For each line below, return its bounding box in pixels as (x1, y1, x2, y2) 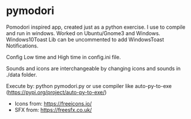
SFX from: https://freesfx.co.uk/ (14, 106, 92, 113)
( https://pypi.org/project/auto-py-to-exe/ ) (6, 89, 107, 96)
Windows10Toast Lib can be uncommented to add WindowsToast (6, 36, 165, 43)
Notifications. (6, 42, 39, 49)
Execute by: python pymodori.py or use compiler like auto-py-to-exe (6, 82, 172, 89)
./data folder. (6, 71, 37, 78)
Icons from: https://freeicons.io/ (14, 100, 92, 107)
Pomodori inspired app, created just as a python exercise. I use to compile (6, 23, 186, 30)
